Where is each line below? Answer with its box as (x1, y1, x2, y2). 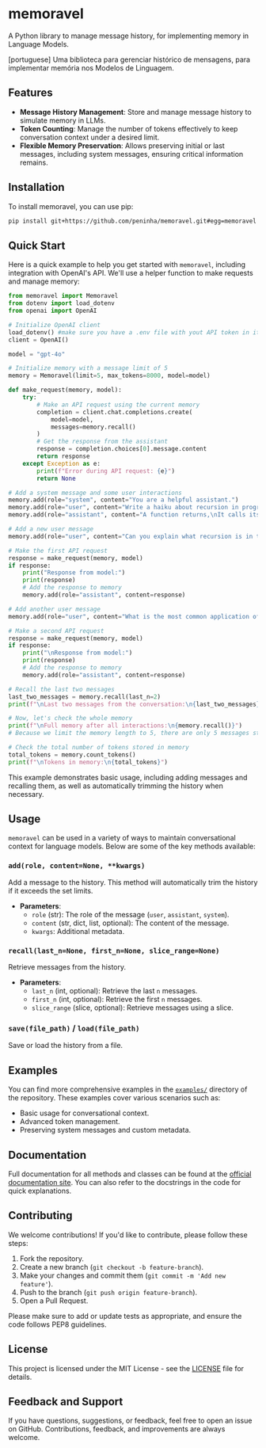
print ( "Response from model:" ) (22, 569, 126, 577)
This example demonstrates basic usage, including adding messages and (8, 772, 248, 782)
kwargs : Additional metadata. (31, 926, 125, 935)
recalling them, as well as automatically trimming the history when (8, 781, 224, 791)
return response (36, 452, 90, 460)
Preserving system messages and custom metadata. (19, 1126, 192, 1135)
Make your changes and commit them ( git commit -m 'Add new (19, 1271, 226, 1280)
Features (8, 86, 53, 100)
